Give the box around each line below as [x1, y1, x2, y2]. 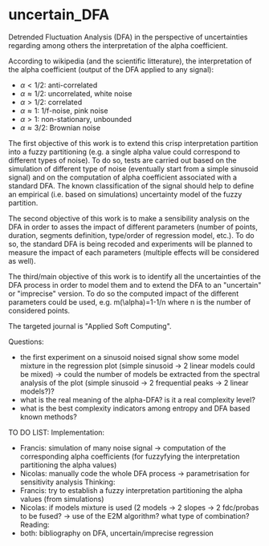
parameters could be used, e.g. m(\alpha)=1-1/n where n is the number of [8, 297, 251, 306]
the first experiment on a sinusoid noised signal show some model [19, 352, 239, 362]
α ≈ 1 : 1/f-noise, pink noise [19, 106, 108, 115]
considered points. [8, 305, 71, 315]
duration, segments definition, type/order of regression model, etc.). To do [8, 230, 255, 240]
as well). [8, 256, 36, 265]
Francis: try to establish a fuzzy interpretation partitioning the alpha [19, 485, 243, 495]
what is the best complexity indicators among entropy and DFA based [19, 403, 251, 413]
